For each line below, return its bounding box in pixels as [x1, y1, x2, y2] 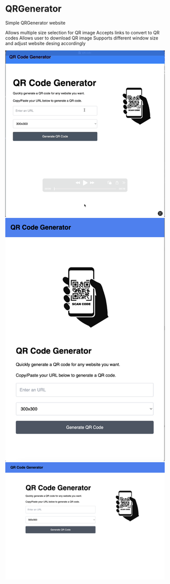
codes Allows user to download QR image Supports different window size [5, 35, 158, 41]
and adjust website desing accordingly [5, 40, 86, 46]
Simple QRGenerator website [5, 20, 66, 26]
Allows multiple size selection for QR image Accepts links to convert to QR [5, 29, 160, 35]
